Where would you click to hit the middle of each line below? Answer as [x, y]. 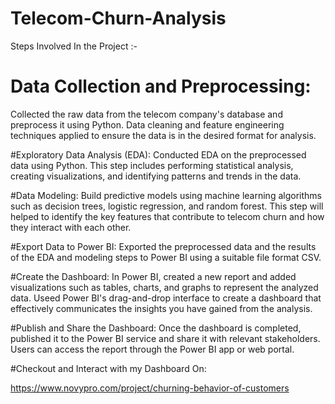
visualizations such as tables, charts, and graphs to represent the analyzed [164, 287]
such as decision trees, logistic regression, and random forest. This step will [167, 206]
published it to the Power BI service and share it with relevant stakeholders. [165, 338]
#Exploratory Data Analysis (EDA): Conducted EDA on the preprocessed [158, 154]
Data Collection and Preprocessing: [161, 86]
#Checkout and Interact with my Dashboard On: [108, 368]
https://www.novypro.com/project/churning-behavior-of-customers [150, 388]
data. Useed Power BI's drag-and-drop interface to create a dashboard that [166, 298]
